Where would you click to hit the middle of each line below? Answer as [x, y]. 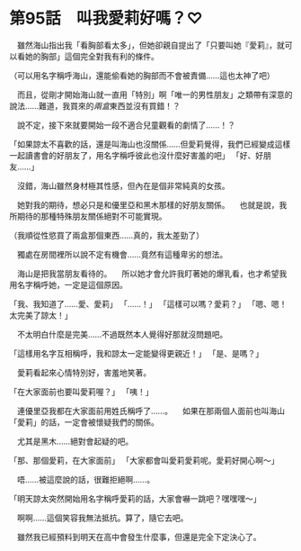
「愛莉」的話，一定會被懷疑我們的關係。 [84, 422]
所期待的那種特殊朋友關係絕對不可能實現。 [88, 216]
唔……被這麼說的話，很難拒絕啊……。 [86, 479]
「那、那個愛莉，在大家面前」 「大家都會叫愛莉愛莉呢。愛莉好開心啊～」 [144, 460]
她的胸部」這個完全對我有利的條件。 [92, 56]
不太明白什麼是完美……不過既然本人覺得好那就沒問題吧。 [122, 334]
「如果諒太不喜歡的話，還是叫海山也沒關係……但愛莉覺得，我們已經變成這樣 [150, 144]
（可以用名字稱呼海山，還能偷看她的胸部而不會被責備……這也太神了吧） [142, 75]
